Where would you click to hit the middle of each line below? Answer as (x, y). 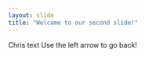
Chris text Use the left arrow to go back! (72, 45)
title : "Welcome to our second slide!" (73, 23)
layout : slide (31, 15)
